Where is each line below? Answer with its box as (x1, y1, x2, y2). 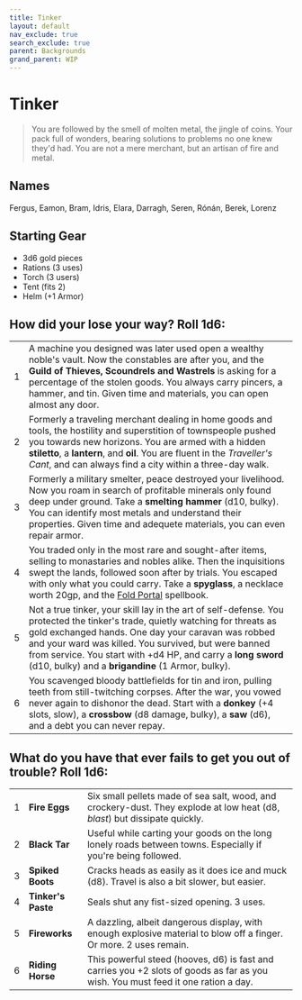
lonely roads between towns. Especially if (86, 839, 262, 851)
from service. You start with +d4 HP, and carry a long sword (28, 649, 284, 661)
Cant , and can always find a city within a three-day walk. (28, 459, 270, 471)
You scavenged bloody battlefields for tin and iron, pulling (28, 675, 272, 687)
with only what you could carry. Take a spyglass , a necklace (28, 577, 284, 590)
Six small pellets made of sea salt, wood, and (86, 790, 277, 803)
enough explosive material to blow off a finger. (86, 927, 283, 940)
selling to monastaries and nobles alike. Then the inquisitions (28, 555, 286, 568)
